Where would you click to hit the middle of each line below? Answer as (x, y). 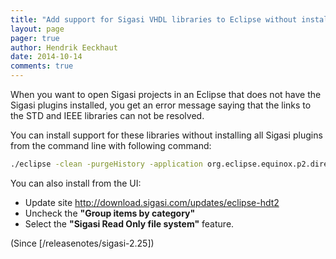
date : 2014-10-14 (46, 57)
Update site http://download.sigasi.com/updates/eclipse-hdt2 (152, 202)
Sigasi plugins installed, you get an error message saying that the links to (161, 105)
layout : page (37, 29)
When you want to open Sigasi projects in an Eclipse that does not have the (166, 94)
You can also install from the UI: (76, 183)
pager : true (35, 38)
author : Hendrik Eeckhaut (64, 47)
